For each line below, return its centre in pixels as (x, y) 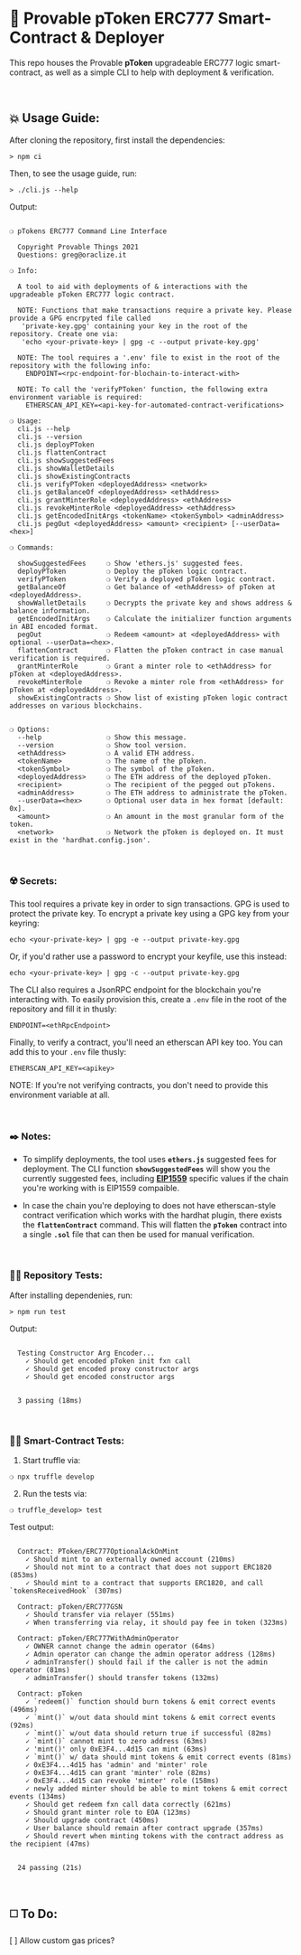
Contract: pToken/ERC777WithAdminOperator (98, 1638)
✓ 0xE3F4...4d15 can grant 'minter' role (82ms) (119, 1772)
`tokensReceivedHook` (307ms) (66, 1591)
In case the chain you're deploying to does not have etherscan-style (149, 1206)
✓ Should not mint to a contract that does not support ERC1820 (149, 1567)
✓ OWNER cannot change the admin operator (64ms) (121, 1646)
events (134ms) (38, 1796)
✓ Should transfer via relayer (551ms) (100, 1614)
